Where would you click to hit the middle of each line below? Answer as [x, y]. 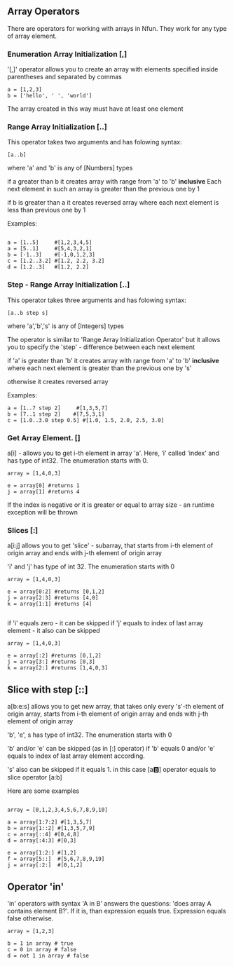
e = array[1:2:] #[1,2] [42, 853]
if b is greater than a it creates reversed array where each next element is [113, 203]
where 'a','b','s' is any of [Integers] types [66, 326]
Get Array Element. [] [44, 437]
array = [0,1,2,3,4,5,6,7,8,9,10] [58, 810]
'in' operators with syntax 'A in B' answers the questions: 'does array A [109, 903]
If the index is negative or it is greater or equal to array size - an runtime [111, 505]
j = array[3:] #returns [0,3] [51, 662]
